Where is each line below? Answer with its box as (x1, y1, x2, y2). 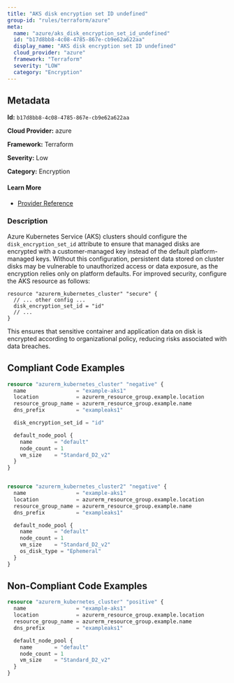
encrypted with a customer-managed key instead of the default (7, 247, 190, 255)
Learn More (7, 183, 42, 192)
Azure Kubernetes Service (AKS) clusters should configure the (7, 232, 187, 240)
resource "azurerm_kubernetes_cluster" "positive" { (7, 598, 164, 605)
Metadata (7, 94, 50, 106)
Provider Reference (17, 199, 73, 207)
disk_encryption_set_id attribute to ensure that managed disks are (7, 239, 200, 248)
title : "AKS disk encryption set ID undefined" (7, 10, 149, 17)
